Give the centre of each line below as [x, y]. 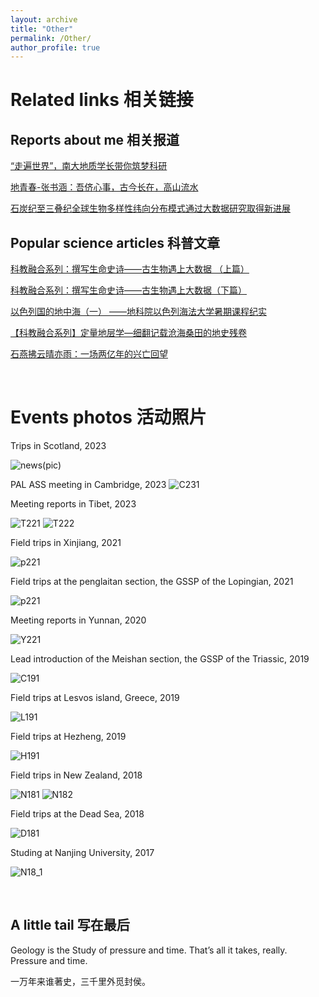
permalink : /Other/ [51, 38]
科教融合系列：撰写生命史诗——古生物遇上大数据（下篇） [128, 290]
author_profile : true [55, 47]
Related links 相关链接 [102, 100]
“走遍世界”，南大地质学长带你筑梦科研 [89, 166]
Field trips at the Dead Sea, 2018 [77, 814]
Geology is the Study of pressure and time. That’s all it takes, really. [149, 950]
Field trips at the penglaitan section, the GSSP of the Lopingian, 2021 [152, 581]
